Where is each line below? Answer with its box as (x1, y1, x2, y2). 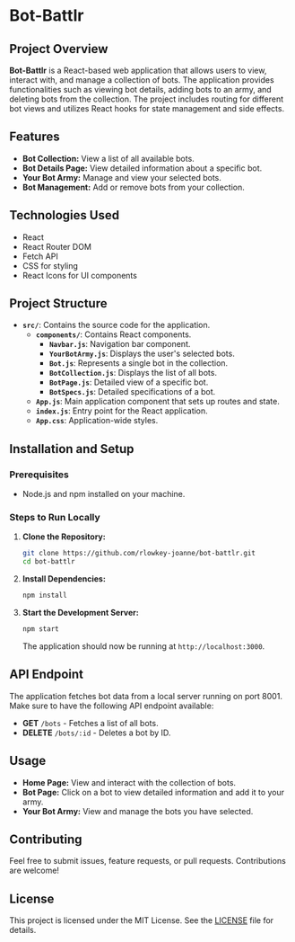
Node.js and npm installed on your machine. (22, 489, 186, 500)
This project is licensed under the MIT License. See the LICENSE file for (9, 915, 274, 926)
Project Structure (9, 296, 108, 311)
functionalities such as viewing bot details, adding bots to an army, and (9, 84, 272, 94)
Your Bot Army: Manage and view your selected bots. (22, 172, 222, 182)
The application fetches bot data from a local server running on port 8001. (9, 690, 282, 701)
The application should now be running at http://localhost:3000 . (22, 640, 265, 652)
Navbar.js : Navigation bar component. (48, 339, 191, 350)
